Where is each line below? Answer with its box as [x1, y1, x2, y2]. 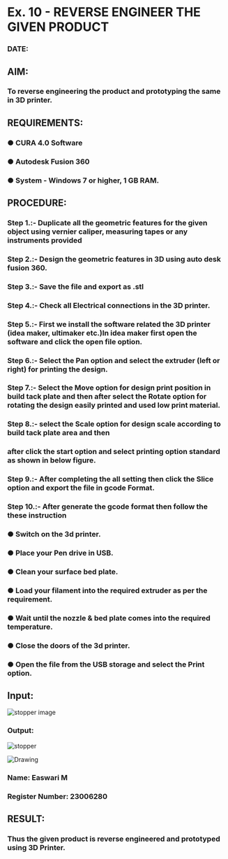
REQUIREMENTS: [7, 117, 84, 129]
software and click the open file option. [7, 336, 143, 346]
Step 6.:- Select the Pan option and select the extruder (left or [7, 355, 220, 365]
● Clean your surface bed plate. [7, 567, 119, 576]
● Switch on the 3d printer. [7, 530, 101, 539]
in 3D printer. [7, 95, 53, 105]
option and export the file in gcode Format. [7, 483, 155, 493]
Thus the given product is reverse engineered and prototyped [7, 834, 221, 844]
